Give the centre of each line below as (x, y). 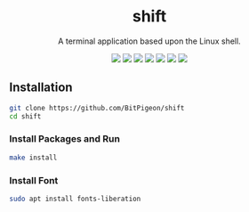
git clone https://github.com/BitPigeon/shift (97, 108)
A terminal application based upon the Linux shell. (149, 41)
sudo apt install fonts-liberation (75, 199)
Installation (41, 88)
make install (33, 158)
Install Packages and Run (64, 139)
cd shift (25, 116)
